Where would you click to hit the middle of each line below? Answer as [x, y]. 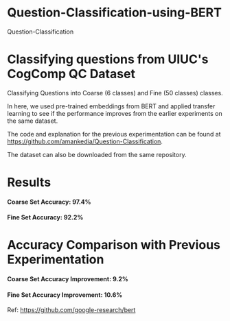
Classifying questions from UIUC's [108, 59]
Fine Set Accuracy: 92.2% [45, 217]
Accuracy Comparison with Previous [114, 245]
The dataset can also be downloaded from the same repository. [97, 154]
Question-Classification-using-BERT [114, 13]
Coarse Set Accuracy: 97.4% [49, 202]
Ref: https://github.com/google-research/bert [71, 310]
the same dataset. [33, 121]
